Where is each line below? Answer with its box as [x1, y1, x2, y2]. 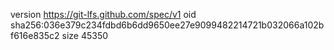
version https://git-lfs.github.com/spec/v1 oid [10, 9, 197, 20]
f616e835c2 [10, 30, 60, 41]
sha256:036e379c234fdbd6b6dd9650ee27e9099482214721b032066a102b [10, 19, 325, 31]
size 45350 [61, 30, 109, 41]
